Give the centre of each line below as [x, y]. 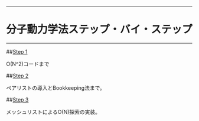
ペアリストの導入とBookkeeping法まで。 [56, 88]
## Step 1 [17, 51]
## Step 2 [17, 76]
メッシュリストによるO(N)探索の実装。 [53, 112]
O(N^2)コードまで [28, 64]
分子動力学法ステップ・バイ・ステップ [99, 30]
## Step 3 [17, 99]
